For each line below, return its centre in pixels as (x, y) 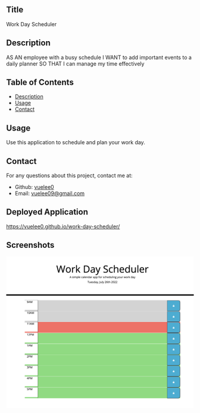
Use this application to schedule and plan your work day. (76, 142)
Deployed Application (47, 212)
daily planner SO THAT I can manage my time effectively (75, 63)
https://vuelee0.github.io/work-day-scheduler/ (63, 226)
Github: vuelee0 (35, 187)
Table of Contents (40, 83)
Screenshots (30, 245)
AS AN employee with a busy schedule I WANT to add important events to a (99, 57)
